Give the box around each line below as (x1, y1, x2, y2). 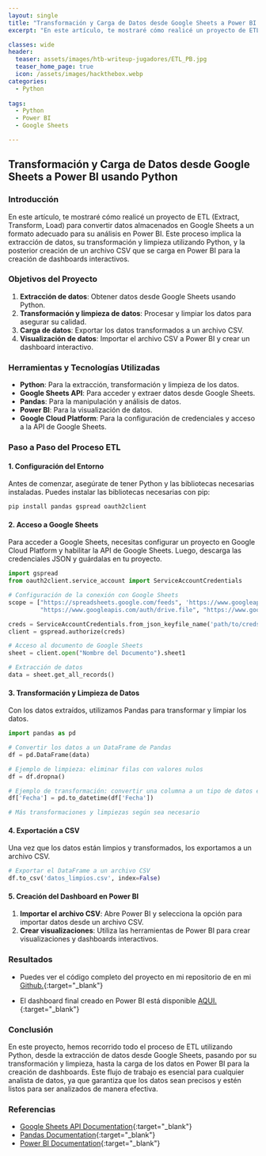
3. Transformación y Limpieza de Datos (8, 688, 140, 698)
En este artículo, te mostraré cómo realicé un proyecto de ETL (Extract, (8, 211, 240, 222)
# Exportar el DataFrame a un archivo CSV (8, 867, 150, 875)
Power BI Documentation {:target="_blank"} (19, 1139, 161, 1148)
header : (8, 48, 34, 56)
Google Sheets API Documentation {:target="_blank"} (19, 1122, 192, 1131)
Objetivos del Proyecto (8, 274, 97, 285)
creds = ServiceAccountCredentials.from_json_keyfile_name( (8, 620, 211, 628)
